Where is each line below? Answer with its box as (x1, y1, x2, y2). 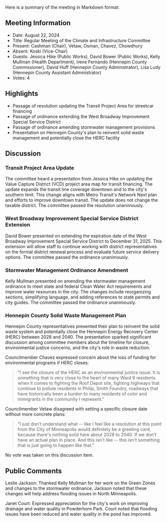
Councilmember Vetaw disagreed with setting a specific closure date (5, 406, 148, 412)
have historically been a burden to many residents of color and (17, 391, 147, 397)
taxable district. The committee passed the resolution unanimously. (5, 202, 144, 208)
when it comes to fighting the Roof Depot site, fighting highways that (17, 380, 160, 386)
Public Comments (5, 467, 62, 475)
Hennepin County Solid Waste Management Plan (5, 311, 126, 319)
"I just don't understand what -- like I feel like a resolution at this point (17, 421, 162, 427)
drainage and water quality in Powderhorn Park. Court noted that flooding (5, 506, 157, 512)
